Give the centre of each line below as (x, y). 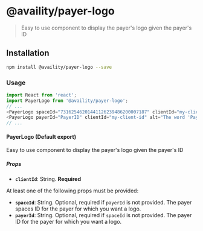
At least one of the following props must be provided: (72, 191)
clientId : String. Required (48, 179)
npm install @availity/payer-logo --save (59, 67)
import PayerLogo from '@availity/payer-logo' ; (67, 101)
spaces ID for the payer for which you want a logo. (78, 209)
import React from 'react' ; (42, 95)
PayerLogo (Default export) (41, 136)
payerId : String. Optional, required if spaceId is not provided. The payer (103, 215)
